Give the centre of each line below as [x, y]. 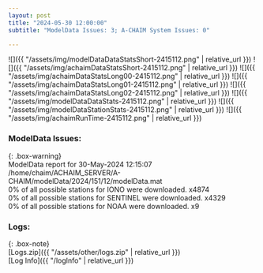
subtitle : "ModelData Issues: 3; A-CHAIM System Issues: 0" [109, 30]
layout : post [30, 15]
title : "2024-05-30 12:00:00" [58, 23]
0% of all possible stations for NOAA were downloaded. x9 [104, 206]
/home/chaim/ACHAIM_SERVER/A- [64, 172]
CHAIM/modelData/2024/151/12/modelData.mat [85, 181]
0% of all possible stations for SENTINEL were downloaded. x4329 [117, 197]
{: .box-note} [29, 243]
